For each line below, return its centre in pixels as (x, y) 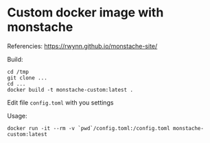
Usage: (17, 116)
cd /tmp (18, 72)
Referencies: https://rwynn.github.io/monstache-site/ (82, 46)
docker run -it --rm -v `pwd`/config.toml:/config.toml (89, 128)
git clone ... (27, 78)
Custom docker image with (85, 13)
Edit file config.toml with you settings (60, 102)
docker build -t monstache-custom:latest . (70, 90)
